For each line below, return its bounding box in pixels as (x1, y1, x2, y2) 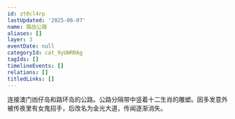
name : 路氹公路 (7, 23, 48, 30)
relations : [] (7, 69, 49, 76)
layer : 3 (7, 36, 33, 43)
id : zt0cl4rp (7, 10, 45, 17)
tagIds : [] (7, 56, 39, 63)
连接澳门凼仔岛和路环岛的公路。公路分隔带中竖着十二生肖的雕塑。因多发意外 (7, 95, 228, 104)
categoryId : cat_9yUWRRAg (7, 50, 83, 57)
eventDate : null (7, 43, 55, 50)
